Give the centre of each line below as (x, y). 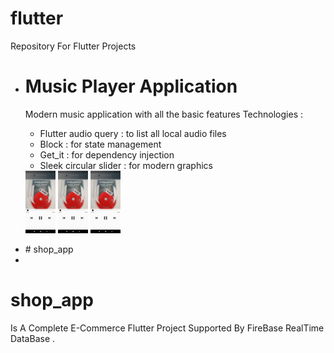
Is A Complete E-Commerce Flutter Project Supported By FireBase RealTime (167, 328)
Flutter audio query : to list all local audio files (133, 133)
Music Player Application (131, 86)
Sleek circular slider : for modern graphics (126, 165)
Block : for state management (100, 144)
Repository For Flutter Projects (73, 46)
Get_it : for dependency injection (107, 154)
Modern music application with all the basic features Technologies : (164, 114)
